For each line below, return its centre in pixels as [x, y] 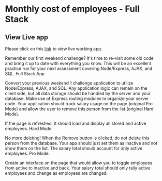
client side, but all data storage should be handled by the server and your [78, 93]
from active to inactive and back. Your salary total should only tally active [78, 168]
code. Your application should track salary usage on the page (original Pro [79, 104]
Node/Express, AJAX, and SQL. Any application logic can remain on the [76, 88]
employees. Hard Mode [28, 129]
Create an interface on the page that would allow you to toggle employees [79, 163]
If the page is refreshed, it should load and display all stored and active [76, 123]
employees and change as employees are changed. [56, 173]
